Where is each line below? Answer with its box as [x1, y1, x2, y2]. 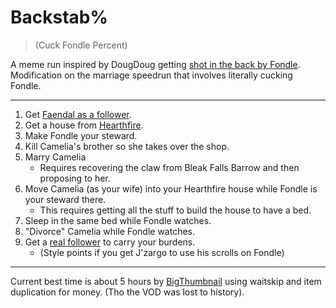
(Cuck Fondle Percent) [34, 39, 128, 51]
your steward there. [24, 193, 107, 205]
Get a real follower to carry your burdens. [24, 236, 196, 248]
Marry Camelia [24, 151, 87, 163]
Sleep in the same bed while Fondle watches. [24, 214, 212, 226]
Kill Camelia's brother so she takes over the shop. [24, 140, 230, 152]
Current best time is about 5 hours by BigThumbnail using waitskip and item [10, 275, 322, 287]
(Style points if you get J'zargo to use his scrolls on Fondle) [39, 246, 285, 258]
